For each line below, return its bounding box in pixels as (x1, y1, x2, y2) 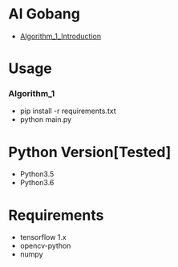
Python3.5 (19, 169, 55, 179)
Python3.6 (19, 178, 55, 188)
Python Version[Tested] (8, 143, 172, 161)
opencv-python (19, 241, 71, 251)
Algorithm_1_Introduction (19, 31, 102, 41)
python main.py (19, 115, 72, 124)
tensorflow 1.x (19, 233, 67, 242)
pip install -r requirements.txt (19, 106, 116, 116)
